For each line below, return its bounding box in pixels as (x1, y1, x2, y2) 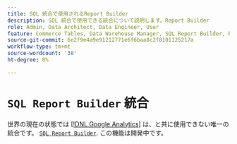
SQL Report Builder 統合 (7, 95, 150, 111)
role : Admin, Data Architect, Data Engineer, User (7, 23, 159, 30)
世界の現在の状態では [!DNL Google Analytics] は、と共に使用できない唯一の (7, 119, 229, 128)
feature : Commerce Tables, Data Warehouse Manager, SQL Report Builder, (7, 30, 226, 37)
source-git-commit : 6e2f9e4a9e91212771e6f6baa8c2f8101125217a (7, 37, 194, 44)
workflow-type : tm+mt (7, 43, 71, 50)
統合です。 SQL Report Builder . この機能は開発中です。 (7, 128, 167, 137)
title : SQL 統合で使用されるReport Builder (7, 10, 129, 18)
